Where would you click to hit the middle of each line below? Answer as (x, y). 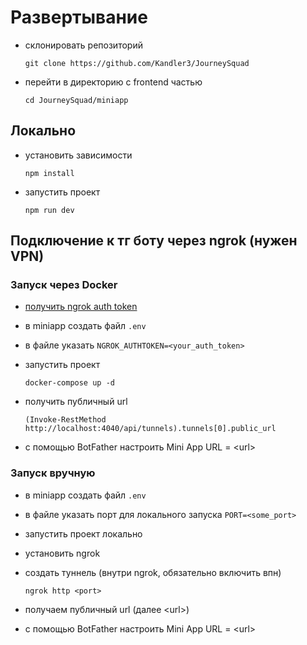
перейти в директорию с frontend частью (113, 82)
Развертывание (79, 17)
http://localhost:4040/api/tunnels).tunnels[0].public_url (150, 429)
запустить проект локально (83, 533)
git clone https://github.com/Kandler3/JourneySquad (137, 63)
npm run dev (49, 210)
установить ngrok (62, 553)
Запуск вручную (53, 473)
